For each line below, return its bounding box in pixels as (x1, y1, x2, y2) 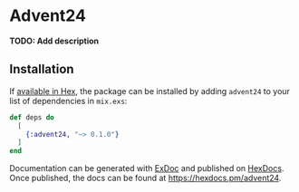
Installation (9, 62, 74, 77)
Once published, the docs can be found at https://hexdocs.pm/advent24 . (9, 173, 282, 184)
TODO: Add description (9, 35, 100, 46)
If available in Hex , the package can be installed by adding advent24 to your (9, 85, 290, 96)
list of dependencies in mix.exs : (9, 95, 128, 106)
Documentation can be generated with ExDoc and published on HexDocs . (9, 163, 285, 174)
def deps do (9, 112, 54, 122)
